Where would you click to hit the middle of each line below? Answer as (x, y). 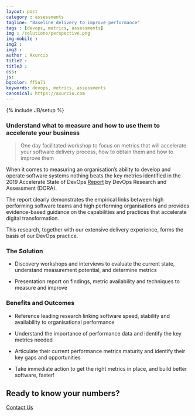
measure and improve (41, 288)
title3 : (17, 66)
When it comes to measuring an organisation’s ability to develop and (88, 170)
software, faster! (34, 375)
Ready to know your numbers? (63, 393)
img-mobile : (22, 39)
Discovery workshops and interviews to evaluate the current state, (95, 264)
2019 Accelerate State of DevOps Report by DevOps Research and (86, 182)
